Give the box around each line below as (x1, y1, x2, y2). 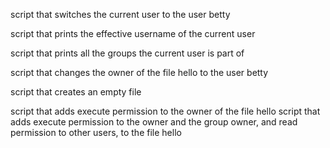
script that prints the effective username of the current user (10, 28, 256, 39)
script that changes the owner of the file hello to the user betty (10, 67, 269, 78)
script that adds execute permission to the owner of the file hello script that (10, 105, 321, 117)
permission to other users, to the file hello (10, 127, 182, 138)
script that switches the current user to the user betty (10, 9, 231, 20)
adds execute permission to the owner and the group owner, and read (10, 116, 298, 128)
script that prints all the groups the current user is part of (10, 47, 245, 59)
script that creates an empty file (10, 86, 142, 98)
